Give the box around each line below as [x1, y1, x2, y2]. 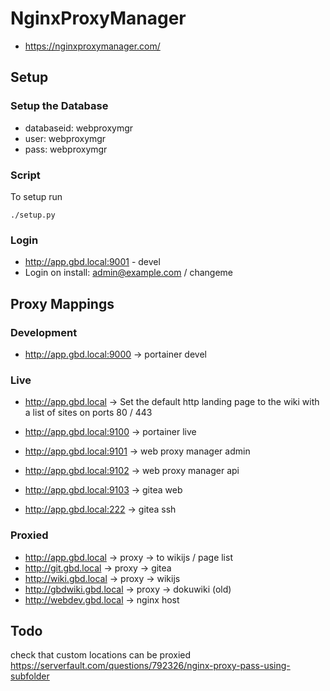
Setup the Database [10, 99, 109, 113]
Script [10, 168, 41, 182]
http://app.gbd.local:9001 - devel [24, 256, 161, 268]
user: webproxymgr [24, 132, 107, 144]
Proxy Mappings [10, 295, 115, 312]
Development [10, 325, 78, 339]
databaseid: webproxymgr [24, 122, 134, 134]
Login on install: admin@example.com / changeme [24, 267, 234, 279]
